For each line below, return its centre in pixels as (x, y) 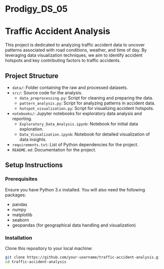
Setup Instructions (34, 165)
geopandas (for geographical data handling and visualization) (74, 225)
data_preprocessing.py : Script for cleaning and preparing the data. (86, 98)
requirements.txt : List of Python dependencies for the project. (75, 145)
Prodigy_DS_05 (36, 9)
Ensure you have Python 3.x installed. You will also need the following (75, 189)
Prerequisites (21, 179)
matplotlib (22, 215)
